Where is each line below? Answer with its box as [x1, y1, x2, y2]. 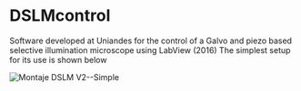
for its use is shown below [9, 54, 107, 65]
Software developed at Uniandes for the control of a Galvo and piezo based [9, 35, 293, 46]
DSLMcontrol [9, 5, 111, 26]
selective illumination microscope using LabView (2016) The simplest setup [9, 44, 291, 55]
